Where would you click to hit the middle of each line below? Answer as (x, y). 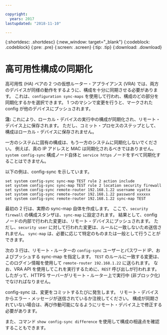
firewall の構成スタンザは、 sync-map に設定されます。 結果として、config (81, 215)
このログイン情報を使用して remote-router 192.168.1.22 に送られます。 (79, 263)
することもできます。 (27, 328)
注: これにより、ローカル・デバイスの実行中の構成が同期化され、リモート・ (83, 119)
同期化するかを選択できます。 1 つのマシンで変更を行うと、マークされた (79, 102)
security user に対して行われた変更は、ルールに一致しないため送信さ (90, 227)
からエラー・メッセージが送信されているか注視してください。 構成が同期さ (82, 299)
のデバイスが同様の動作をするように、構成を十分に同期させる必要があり (79, 90)
